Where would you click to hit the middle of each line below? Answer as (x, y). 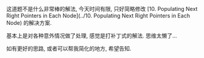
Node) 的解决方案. (29, 23)
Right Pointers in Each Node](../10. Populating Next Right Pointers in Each (98, 16)
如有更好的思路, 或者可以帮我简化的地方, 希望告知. (69, 48)
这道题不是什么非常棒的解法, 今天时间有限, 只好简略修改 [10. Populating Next (102, 9)
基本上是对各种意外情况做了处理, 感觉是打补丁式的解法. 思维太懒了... (92, 36)
